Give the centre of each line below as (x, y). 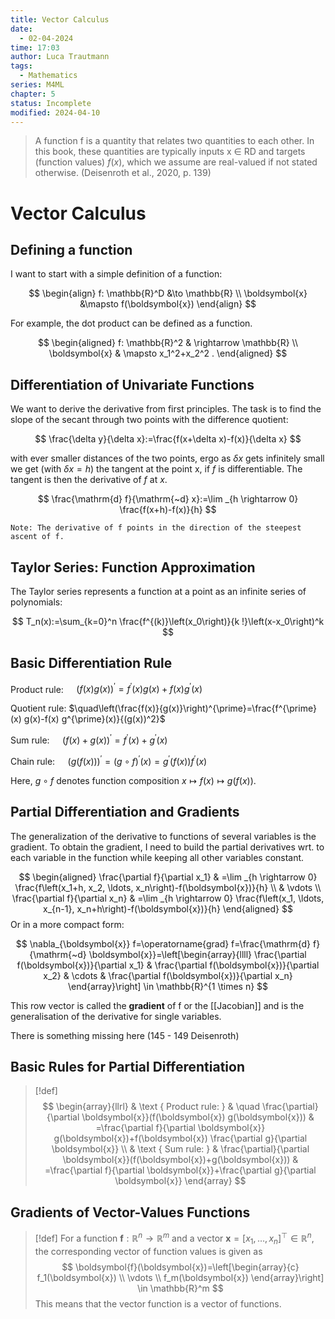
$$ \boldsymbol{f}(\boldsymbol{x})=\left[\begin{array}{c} (180, 1267)
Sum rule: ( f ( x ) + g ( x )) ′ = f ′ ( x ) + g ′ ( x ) (89, 739)
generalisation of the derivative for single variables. (116, 1016)
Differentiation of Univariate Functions (132, 384)
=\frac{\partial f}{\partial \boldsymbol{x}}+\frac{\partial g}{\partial (180, 1170)
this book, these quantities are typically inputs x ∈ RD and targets (170, 152)
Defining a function (71, 249)
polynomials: (36, 602)
